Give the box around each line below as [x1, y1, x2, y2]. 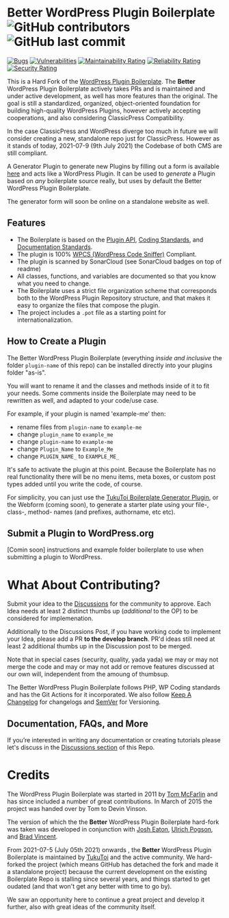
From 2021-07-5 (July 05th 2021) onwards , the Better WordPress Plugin [7, 846, 212, 854]
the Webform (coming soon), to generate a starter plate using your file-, [7, 500, 209, 508]
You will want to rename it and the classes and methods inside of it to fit [7, 381, 210, 390]
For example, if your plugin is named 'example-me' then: [7, 410, 166, 418]
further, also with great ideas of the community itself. [7, 903, 156, 911]
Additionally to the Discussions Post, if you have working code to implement [7, 628, 221, 636]
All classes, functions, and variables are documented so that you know [16, 272, 217, 280]
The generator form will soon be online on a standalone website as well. [7, 197, 210, 205]
